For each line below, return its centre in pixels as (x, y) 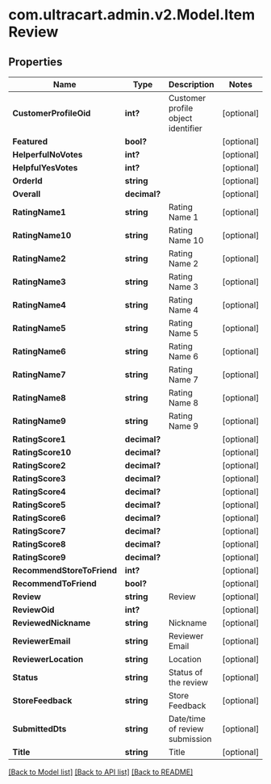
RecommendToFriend (54, 583)
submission (190, 739)
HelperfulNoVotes (48, 155)
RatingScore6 (39, 518)
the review (188, 682)
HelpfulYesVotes (45, 168)
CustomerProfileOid (52, 113)
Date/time (187, 719)
